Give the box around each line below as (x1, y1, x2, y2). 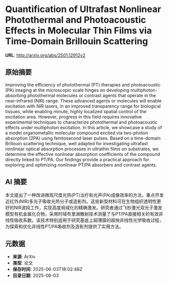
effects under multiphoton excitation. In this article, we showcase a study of (5, 124, 162, 130)
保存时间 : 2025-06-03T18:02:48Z (12, 266, 83, 272)
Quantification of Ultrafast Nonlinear (5, 4, 161, 15)
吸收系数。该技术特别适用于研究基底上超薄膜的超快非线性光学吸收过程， (14, 217, 164, 223)
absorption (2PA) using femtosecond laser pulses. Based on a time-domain (5, 135, 161, 141)
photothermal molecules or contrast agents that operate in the (27, 92, 156, 99)
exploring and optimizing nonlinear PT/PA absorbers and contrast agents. (5, 162, 157, 168)
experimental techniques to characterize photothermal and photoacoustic (5, 119, 158, 125)
